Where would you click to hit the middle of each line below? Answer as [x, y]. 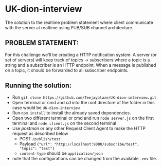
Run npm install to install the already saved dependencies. [72, 112]
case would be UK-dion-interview [46, 108]
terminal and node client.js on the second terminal [64, 123]
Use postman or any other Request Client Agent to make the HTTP [79, 128]
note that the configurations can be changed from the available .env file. [84, 158]
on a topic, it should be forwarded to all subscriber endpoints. [67, 70]
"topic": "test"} [37, 148]
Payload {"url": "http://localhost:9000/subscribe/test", [79, 144]
